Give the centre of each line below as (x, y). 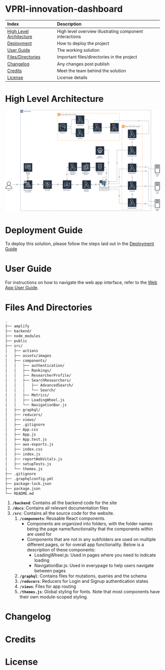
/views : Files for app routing (48, 586)
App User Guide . (22, 288)
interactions (69, 36)
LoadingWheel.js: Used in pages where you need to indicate (95, 555)
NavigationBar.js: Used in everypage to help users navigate (94, 566)
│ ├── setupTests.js (28, 464)
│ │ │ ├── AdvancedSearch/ (39, 385)
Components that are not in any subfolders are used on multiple (91, 540)
